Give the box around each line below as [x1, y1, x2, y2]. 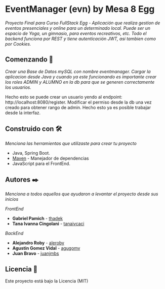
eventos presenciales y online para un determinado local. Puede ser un [5, 25, 151, 31]
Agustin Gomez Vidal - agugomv [12, 245, 81, 251]
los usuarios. [5, 84, 32, 90]
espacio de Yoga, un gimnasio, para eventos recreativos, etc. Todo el [5, 30, 147, 36]
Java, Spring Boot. [12, 150, 50, 156]
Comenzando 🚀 [5, 56, 53, 64]
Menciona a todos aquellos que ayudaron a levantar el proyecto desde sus [5, 191, 159, 197]
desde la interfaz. [5, 110, 41, 116]
